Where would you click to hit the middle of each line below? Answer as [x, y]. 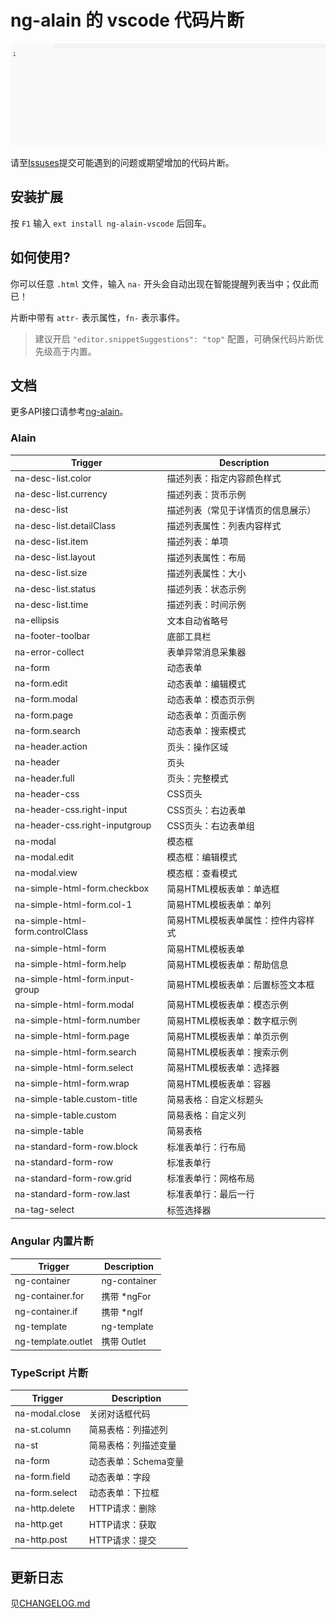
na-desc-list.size [51, 573]
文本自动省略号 [197, 620]
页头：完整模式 [197, 778]
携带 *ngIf [122, 1312]
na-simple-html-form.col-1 [73, 904]
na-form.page [44, 715]
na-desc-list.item [51, 541]
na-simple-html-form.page [72, 1036]
